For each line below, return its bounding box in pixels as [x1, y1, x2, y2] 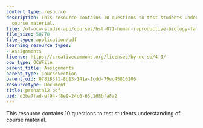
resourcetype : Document [6, 82, 66, 88]
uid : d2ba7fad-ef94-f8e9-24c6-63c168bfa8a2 [6, 93, 118, 99]
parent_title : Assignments [6, 65, 74, 71]
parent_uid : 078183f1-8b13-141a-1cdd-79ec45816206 [6, 76, 137, 82]
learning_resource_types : [6, 43, 71, 49]
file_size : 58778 [6, 31, 50, 37]
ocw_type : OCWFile [6, 59, 53, 65]
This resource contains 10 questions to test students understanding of [6, 109, 181, 117]
